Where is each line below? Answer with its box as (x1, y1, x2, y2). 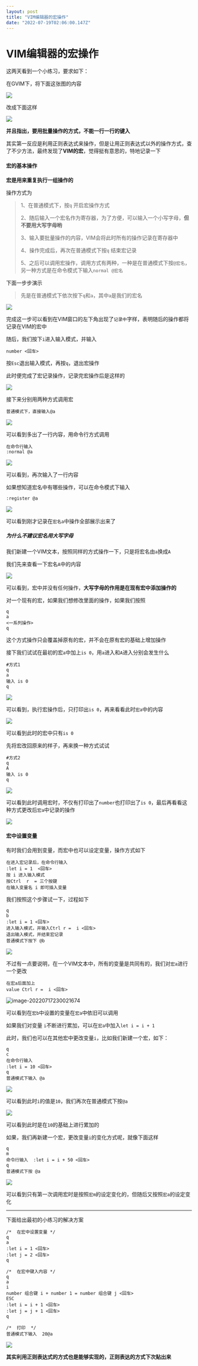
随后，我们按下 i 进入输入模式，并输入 (6, 335, 97, 342)
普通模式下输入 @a (6, 1075, 45, 1081)
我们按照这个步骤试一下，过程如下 (6, 895, 89, 902)
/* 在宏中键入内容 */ (6, 1268, 56, 1274)
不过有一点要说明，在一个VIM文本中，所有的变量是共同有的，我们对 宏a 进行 (6, 960, 189, 967)
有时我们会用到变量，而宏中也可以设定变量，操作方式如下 (6, 846, 146, 853)
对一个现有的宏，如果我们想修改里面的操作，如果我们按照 (6, 597, 146, 604)
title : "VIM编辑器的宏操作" (6, 14, 69, 20)
